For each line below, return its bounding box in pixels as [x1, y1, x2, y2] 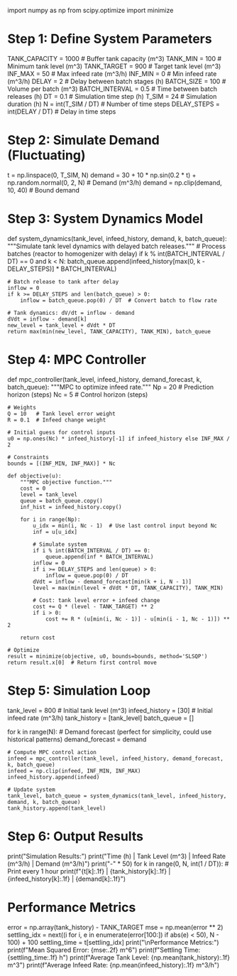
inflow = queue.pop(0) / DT [45, 572, 129, 579]
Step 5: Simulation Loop [7, 682, 151, 699]
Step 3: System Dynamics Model [7, 211, 204, 227]
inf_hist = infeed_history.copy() [20, 503, 122, 510]
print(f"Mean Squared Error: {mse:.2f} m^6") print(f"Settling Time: [7, 945, 201, 954]
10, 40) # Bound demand [7, 186, 80, 194]
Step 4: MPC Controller [7, 352, 147, 368]
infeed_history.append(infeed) [7, 773, 100, 781]
